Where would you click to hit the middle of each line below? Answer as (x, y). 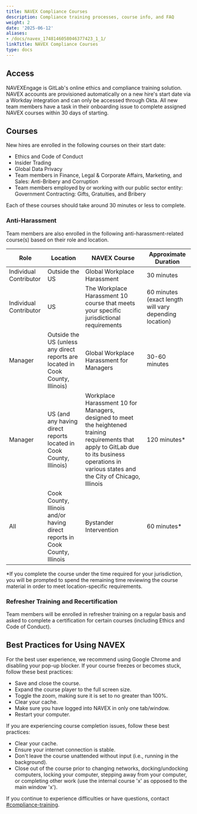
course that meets (110, 303)
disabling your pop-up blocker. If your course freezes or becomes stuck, (94, 665)
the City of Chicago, (113, 476)
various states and (111, 469)
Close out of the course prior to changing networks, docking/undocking (101, 768)
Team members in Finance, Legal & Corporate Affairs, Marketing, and (98, 175)
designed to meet (109, 418)
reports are (62, 356)
